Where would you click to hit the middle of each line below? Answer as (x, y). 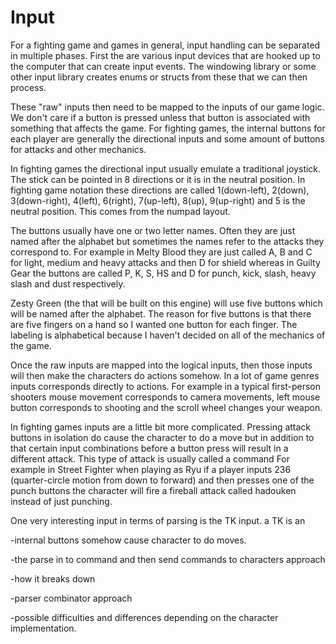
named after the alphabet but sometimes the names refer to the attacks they (167, 241)
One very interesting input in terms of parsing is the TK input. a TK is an (158, 520)
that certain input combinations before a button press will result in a (149, 448)
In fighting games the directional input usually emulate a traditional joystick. (166, 168)
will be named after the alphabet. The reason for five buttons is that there (161, 313)
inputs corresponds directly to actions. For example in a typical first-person (165, 386)
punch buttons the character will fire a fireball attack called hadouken (153, 490)
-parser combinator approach (71, 598)
